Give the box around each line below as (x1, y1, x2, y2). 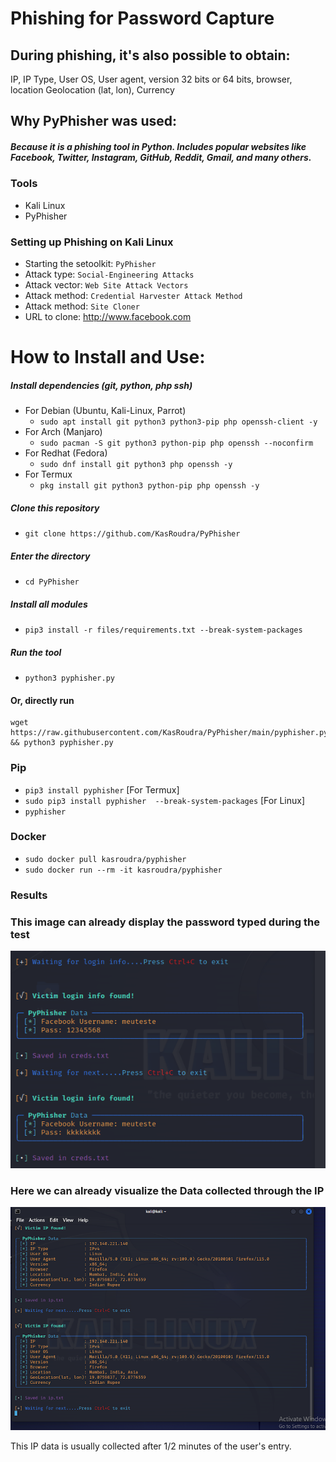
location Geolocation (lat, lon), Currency (10, 84, 175, 96)
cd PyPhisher (24, 577, 80, 587)
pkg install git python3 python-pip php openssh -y (39, 481, 260, 491)
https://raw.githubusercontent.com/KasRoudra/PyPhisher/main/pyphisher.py (10, 728, 329, 738)
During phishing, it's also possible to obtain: (10, 47, 291, 64)
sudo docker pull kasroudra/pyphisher (24, 854, 187, 864)
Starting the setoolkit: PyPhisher (24, 258, 157, 270)
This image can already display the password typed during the (10, 915, 320, 929)
